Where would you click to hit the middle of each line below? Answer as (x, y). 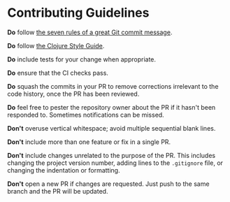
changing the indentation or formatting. (64, 170)
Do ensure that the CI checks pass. (58, 73)
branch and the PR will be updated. (58, 191)
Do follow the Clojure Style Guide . (56, 45)
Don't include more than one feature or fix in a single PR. (89, 142)
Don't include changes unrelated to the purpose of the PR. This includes (111, 155)
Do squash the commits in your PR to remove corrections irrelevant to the (113, 86)
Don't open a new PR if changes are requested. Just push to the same (108, 184)
